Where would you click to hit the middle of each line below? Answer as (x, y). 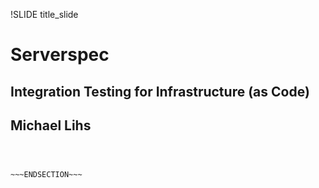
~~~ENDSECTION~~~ (46, 175)
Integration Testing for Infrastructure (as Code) (160, 91)
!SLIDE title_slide (44, 14)
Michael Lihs (51, 125)
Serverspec (60, 55)
